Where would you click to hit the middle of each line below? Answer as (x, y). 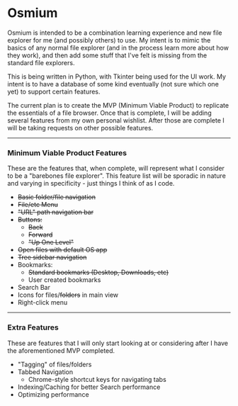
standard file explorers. (41, 62)
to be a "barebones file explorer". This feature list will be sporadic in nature (117, 176)
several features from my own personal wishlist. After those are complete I (116, 120)
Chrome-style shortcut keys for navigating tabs (97, 379)
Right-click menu (42, 303)
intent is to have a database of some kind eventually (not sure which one (113, 84)
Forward (40, 235)
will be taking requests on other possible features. (80, 128)
